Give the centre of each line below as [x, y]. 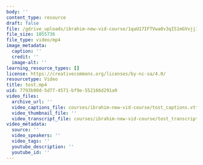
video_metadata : [27, 125]
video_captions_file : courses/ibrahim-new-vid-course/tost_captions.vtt [105, 107]
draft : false [23, 23]
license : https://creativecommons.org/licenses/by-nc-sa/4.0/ [86, 74]
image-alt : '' [29, 62]
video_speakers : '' [36, 136]
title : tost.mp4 [27, 85]
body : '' [17, 12]
